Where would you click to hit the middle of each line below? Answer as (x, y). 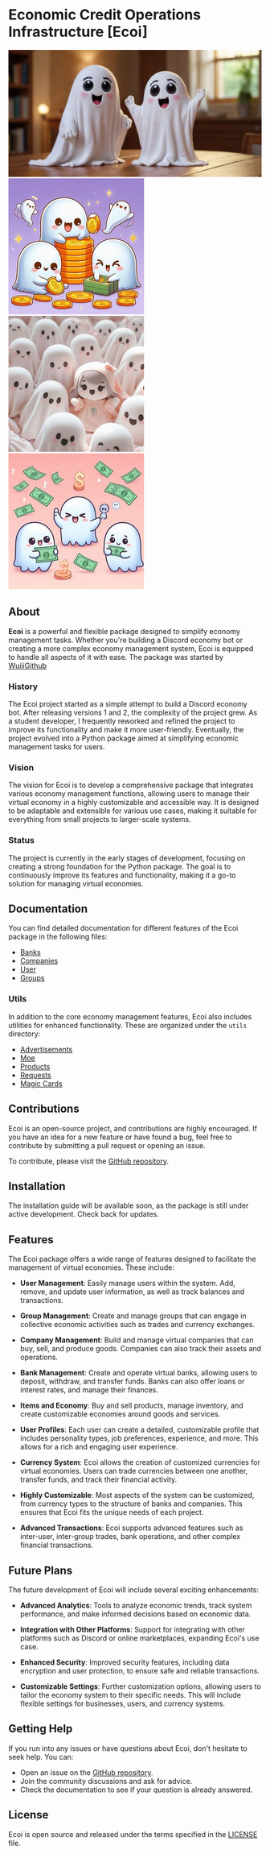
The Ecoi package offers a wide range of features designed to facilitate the (133, 1259)
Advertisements (46, 1049)
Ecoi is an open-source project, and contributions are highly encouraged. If (133, 1128)
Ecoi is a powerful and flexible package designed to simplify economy (125, 631)
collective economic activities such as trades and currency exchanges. (137, 1325)
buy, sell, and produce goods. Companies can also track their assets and (141, 1349)
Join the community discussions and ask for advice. (106, 1781)
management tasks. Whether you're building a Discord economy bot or (126, 640)
